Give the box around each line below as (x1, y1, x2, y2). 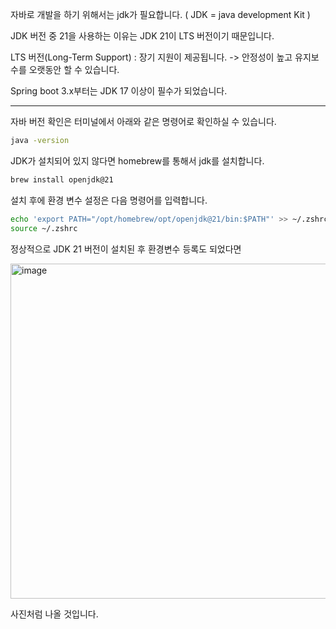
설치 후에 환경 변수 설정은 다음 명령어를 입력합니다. (10, 194, 208, 206)
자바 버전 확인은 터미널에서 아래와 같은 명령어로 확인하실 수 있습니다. (10, 116, 277, 127)
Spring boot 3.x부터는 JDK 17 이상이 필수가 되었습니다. (10, 85, 228, 97)
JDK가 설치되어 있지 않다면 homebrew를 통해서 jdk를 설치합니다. (10, 154, 265, 167)
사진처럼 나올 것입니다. (10, 608, 99, 620)
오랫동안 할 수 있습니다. (28, 64, 120, 75)
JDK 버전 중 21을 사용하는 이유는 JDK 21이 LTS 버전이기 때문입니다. (10, 30, 275, 42)
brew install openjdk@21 (10, 174, 114, 185)
